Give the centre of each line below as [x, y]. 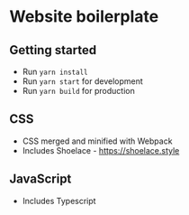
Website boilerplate [84, 17]
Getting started [53, 50]
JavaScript [40, 179]
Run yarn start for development [83, 81]
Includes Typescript [59, 201]
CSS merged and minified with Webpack [97, 141]
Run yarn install [55, 71]
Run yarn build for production [78, 91]
